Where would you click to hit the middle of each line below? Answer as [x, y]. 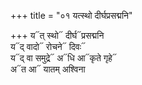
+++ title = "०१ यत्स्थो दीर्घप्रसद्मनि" [71, 15]
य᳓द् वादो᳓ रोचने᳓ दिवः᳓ [48, 46]
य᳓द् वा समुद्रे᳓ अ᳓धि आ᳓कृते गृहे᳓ [63, 58]
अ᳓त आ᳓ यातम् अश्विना [48, 69]
